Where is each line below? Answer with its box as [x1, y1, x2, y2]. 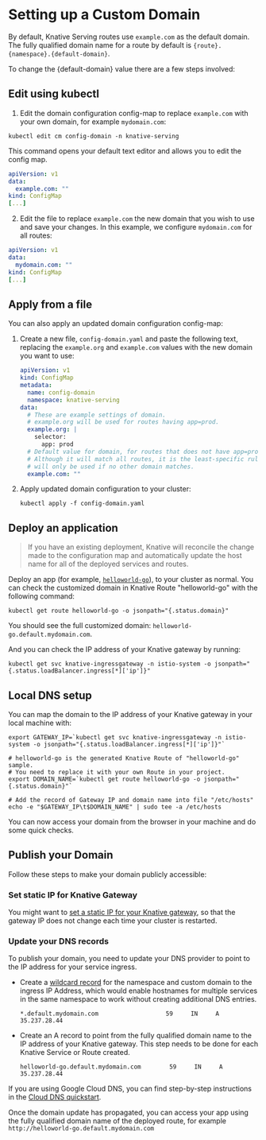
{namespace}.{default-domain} [8, 50, 109, 58]
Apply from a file [8, 297, 93, 311]
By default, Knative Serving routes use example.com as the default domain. [8, 32, 250, 41]
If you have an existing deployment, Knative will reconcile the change [27, 542, 255, 552]
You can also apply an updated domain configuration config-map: [8, 319, 224, 328]
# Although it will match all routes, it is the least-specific [27, 455, 245, 463]
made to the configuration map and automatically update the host [27, 551, 242, 560]
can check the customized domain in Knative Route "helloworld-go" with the [8, 583, 258, 593]
